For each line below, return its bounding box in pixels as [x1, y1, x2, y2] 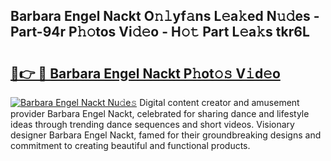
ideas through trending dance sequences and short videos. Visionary [10, 119, 295, 130]
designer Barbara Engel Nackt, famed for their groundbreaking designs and [10, 129, 322, 141]
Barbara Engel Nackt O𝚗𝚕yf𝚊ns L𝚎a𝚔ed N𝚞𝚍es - [10, 8, 320, 25]
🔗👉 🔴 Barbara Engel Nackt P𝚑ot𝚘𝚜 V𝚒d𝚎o [10, 65, 281, 82]
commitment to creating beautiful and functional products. [10, 140, 251, 151]
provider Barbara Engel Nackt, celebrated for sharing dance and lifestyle [10, 108, 310, 119]
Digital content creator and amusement [139, 97, 300, 108]
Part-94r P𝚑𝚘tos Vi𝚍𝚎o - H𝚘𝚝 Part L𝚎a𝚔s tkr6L [10, 24, 310, 41]
